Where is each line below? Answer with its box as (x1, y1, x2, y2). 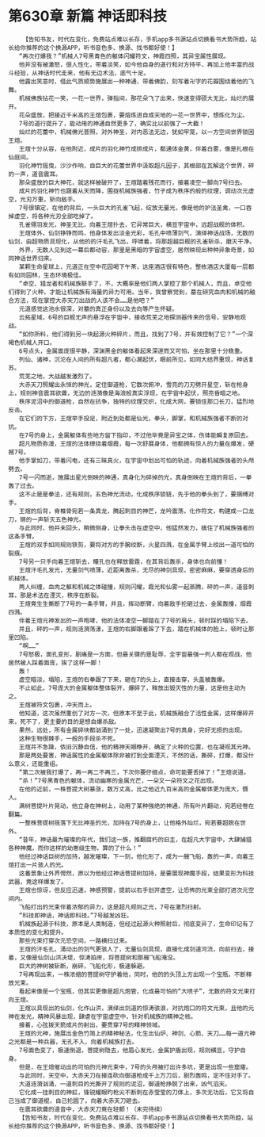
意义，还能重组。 (13, 760, 62, 768)
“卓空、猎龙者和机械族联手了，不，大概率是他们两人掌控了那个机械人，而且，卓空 (18, 279, 247, 288)
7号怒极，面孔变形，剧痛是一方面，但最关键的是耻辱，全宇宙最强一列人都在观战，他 (18, 650, 252, 658)
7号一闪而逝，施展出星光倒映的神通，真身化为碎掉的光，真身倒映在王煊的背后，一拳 (18, 473, 252, 481)
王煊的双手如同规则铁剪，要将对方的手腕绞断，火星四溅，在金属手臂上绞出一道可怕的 (18, 541, 255, 549)
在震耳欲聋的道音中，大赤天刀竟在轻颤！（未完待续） (18, 1105, 166, 1113)
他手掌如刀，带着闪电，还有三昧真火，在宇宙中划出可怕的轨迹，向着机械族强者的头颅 (18, 457, 255, 465)
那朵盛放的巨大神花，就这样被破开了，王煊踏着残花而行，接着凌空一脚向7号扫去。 (18, 178, 247, 186)
